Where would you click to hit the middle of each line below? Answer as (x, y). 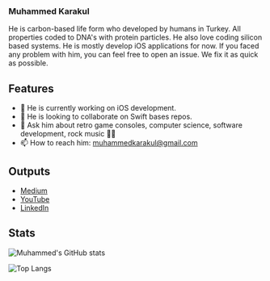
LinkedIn (34, 208)
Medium (34, 191)
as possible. (28, 63)
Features (31, 88)
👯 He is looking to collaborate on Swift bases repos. (106, 117)
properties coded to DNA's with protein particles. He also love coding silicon (135, 37)
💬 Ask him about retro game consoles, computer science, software (131, 125)
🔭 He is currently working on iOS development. (98, 108)
